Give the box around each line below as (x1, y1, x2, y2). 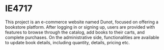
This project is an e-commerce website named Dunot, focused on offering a (5, 19, 159, 25)
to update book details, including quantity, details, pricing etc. (5, 39, 130, 45)
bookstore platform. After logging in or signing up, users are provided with (5, 24, 155, 30)
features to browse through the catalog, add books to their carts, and (5, 29, 145, 35)
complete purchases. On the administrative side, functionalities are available (5, 34, 160, 40)
